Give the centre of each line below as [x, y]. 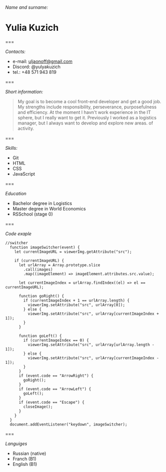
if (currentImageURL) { [39, 261]
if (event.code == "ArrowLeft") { [55, 389]
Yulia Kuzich [32, 28]
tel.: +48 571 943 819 [34, 72]
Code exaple [18, 233]
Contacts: [15, 51]
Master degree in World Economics [49, 208]
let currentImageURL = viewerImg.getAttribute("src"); [73, 252]
